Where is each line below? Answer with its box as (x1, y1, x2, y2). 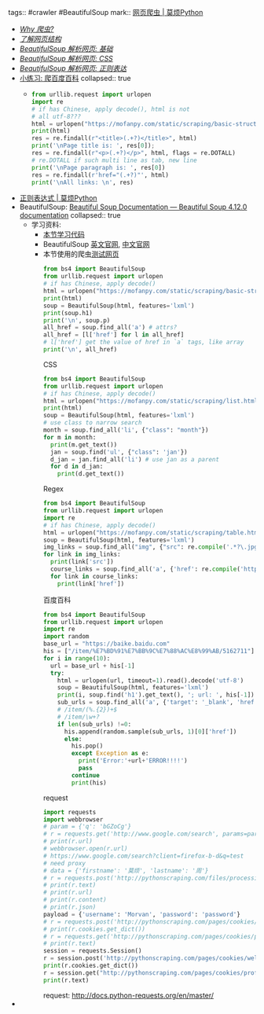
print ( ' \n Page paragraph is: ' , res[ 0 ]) (31, 163, 166, 171)
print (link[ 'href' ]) (57, 579, 125, 588)
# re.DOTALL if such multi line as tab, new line (31, 156, 198, 164)
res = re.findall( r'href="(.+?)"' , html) (31, 171, 169, 179)
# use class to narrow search (42, 419, 142, 427)
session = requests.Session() (42, 947, 142, 955)
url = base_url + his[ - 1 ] (49, 662, 135, 670)
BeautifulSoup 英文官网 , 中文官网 (42, 240, 150, 249)
